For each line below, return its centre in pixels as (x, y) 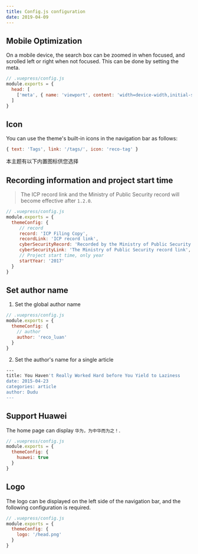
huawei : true (33, 458)
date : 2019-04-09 (27, 17)
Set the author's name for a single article (64, 359)
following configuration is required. (49, 507)
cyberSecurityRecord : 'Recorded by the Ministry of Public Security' (106, 245)
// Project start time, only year (62, 255)
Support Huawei (37, 416)
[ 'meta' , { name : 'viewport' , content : (66, 95)
